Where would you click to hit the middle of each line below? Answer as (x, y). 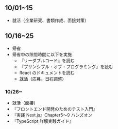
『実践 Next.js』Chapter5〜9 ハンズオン (52, 115)
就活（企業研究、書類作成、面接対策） (50, 20)
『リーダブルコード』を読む (47, 60)
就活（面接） (25, 103)
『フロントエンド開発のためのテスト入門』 (55, 109)
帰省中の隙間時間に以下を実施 (42, 54)
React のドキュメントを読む (47, 73)
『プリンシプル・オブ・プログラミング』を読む (66, 66)
